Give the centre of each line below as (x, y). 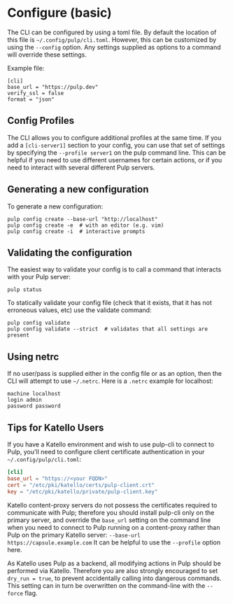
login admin (24, 400)
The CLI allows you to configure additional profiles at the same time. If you (114, 137)
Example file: (26, 68)
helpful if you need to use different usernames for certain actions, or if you (115, 160)
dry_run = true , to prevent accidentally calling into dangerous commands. (114, 578)
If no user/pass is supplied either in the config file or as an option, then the (115, 374)
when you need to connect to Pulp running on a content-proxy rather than (114, 527)
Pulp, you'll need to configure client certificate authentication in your (106, 452)
